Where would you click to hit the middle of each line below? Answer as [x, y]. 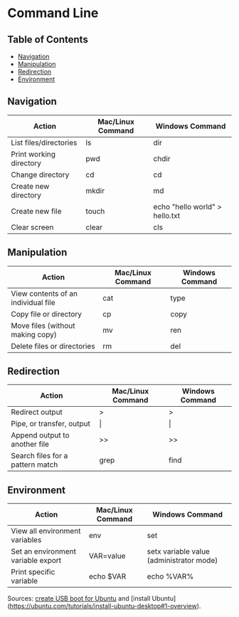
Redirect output [37, 413]
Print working [33, 154]
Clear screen [32, 227]
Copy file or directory [47, 313]
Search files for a [39, 456]
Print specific [33, 572]
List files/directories [44, 142]
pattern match [34, 465]
